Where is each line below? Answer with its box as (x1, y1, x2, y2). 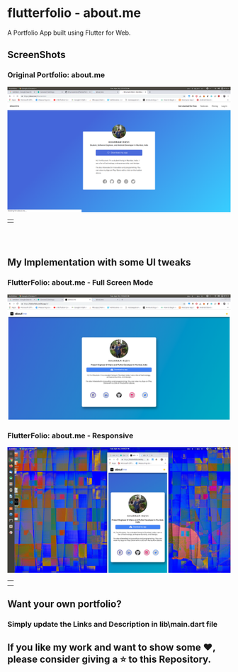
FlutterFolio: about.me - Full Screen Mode (7, 278, 154, 287)
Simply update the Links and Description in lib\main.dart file (7, 620, 218, 630)
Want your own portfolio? (7, 598, 122, 610)
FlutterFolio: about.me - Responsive (7, 431, 134, 440)
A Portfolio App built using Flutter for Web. (7, 28, 131, 37)
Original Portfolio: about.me (7, 70, 106, 80)
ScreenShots (7, 49, 66, 61)
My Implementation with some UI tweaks (7, 256, 191, 268)
